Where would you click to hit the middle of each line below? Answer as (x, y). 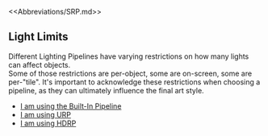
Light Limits (38, 37)
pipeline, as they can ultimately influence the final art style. (106, 90)
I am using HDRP (48, 123)
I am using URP (45, 114)
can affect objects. (40, 64)
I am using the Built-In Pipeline (71, 106)
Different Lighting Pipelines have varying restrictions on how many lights (129, 56)
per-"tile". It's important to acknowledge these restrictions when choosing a (134, 82)
